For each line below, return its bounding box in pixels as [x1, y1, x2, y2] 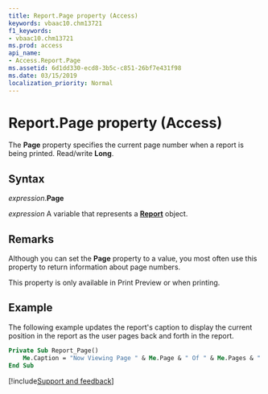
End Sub [8, 361, 35, 370]
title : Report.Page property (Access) [8, 11, 138, 20]
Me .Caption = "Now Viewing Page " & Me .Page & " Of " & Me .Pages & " [23, 354, 262, 362]
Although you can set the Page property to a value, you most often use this [8, 254, 258, 264]
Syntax [8, 172, 45, 186]
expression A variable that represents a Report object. [8, 209, 188, 219]
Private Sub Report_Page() [8, 347, 99, 355]
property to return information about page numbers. [8, 262, 181, 272]
